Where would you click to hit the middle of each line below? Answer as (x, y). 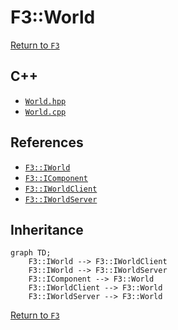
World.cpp (45, 112)
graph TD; (31, 253)
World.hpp (45, 101)
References (47, 142)
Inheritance (47, 229)
